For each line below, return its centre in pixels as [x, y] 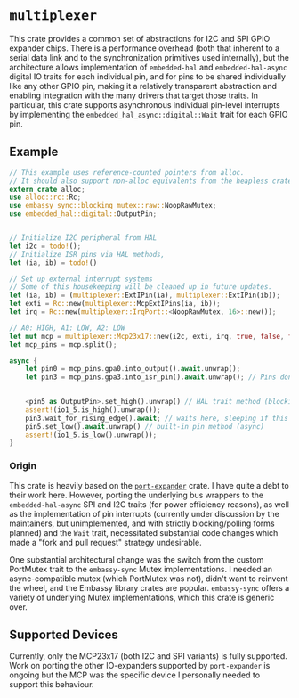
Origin [23, 466]
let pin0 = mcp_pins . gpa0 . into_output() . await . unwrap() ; [133, 369]
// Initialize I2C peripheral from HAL [83, 238]
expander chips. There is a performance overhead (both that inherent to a [145, 48]
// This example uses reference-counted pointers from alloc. [127, 172]
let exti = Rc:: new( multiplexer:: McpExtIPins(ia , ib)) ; [115, 304]
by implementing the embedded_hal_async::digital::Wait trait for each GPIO [149, 114]
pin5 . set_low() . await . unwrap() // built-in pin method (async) [145, 426]
